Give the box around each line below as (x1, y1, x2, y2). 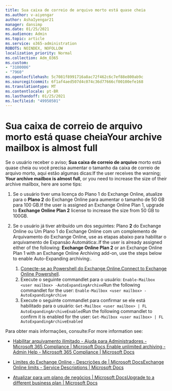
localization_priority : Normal (5, 50, 72, 55)
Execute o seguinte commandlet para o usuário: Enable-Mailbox (20, 276, 156, 283)
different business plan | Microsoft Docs (12, 380, 98, 386)
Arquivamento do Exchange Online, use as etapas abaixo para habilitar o (12, 234, 167, 240)
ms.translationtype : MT (5, 84, 56, 89)
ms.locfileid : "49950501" (5, 98, 61, 103)
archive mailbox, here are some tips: (5, 181, 82, 188)
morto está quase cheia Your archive (5, 132, 162, 143)
